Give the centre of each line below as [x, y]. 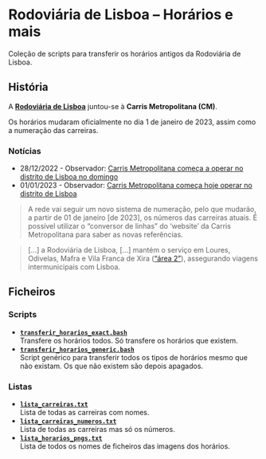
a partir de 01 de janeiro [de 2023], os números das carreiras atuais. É [142, 218]
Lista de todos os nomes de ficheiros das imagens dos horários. [125, 446]
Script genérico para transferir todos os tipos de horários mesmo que [134, 357]
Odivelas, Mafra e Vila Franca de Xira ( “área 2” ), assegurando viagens [143, 259]
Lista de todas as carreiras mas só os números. [97, 430]
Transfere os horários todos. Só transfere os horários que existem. [129, 340]
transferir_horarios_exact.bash [73, 332]
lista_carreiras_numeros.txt [68, 422]
